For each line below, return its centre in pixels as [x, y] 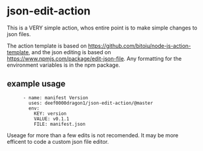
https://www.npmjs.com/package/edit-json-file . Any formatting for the [94, 58]
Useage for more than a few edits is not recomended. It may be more [93, 135]
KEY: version [50, 113]
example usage [36, 84]
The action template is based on [47, 46]
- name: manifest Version [55, 97]
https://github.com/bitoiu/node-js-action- [140, 46]
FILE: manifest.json [60, 124]
